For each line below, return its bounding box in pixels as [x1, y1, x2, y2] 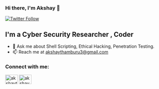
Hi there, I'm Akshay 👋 [5, 4, 60, 11]
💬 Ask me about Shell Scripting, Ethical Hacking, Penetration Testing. [12, 43, 155, 49]
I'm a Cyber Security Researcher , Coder [5, 30, 134, 39]
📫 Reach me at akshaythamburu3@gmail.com [12, 49, 108, 55]
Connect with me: [5, 63, 49, 70]
